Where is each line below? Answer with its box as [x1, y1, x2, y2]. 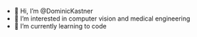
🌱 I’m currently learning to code [14, 22, 107, 30]
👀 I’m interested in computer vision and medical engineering [14, 14, 191, 23]
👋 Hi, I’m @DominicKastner [14, 7, 94, 15]
